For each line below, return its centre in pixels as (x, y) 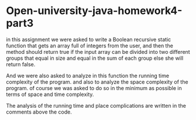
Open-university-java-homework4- (94, 11)
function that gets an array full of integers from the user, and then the (90, 46)
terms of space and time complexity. (50, 94)
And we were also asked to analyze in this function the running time (88, 76)
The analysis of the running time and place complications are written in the (96, 105)
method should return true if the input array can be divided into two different (98, 52)
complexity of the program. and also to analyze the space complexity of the (97, 82)
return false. (21, 64)
